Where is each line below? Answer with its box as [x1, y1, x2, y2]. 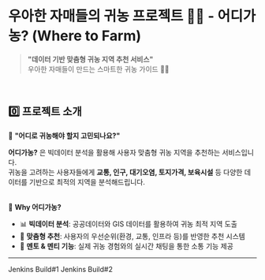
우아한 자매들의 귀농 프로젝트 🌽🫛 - [8, 7, 215, 25]
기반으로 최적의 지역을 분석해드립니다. [28, 177, 146, 186]
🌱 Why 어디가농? [8, 202, 62, 211]
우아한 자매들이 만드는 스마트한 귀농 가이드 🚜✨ [27, 64, 170, 73]
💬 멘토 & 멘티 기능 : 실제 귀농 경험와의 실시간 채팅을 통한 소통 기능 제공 [19, 241, 234, 251]
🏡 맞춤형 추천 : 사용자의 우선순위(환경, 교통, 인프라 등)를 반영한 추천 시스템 [19, 231, 246, 241]
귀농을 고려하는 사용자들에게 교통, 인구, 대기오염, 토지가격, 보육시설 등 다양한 [8, 167, 243, 177]
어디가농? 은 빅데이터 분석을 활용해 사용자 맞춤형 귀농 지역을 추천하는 [8, 147, 221, 157]
